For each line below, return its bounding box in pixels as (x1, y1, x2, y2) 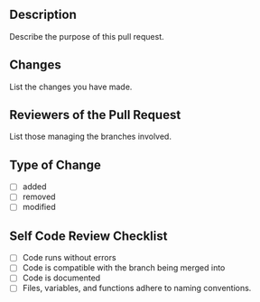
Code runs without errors (22, 252, 116, 263)
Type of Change (9, 157, 101, 172)
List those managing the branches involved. (9, 131, 172, 142)
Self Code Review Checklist (9, 228, 168, 243)
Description (9, 7, 77, 23)
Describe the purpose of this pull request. (9, 31, 164, 41)
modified (22, 202, 56, 213)
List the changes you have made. (9, 81, 133, 92)
